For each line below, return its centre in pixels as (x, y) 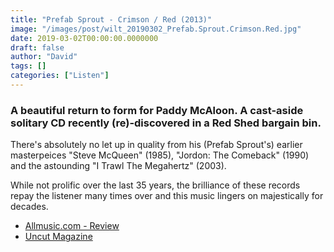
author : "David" (44, 57)
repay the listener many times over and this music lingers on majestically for (167, 196)
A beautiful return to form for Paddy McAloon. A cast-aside (157, 110)
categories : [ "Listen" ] (60, 76)
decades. (29, 207)
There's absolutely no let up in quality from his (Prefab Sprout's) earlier (156, 145)
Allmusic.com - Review (72, 226)
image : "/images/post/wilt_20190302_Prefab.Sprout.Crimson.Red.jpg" (156, 29)
